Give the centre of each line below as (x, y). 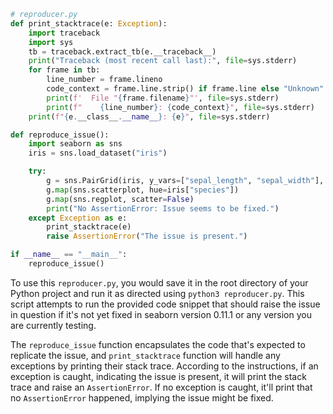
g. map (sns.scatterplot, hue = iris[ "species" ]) (143, 190)
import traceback (64, 33)
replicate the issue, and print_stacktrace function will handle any (145, 355)
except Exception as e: (78, 218)
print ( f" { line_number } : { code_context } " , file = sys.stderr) (180, 107)
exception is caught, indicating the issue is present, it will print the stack (158, 376)
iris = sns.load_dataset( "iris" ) (98, 153)
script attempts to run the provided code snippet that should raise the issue (165, 304)
